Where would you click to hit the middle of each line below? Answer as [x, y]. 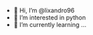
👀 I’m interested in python [50, 17]
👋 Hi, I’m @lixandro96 [44, 10]
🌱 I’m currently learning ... [50, 25]
